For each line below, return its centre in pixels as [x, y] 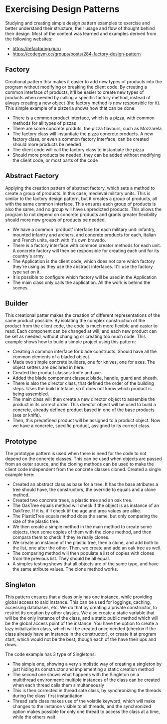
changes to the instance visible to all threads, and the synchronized [82, 706]
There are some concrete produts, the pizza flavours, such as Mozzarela [87, 128]
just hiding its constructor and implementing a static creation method [83, 669]
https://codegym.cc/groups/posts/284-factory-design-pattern [77, 54]
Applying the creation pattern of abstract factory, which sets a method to [80, 188]
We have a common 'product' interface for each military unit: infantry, [84, 229]
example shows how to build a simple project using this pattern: [71, 342]
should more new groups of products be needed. [56, 220]
